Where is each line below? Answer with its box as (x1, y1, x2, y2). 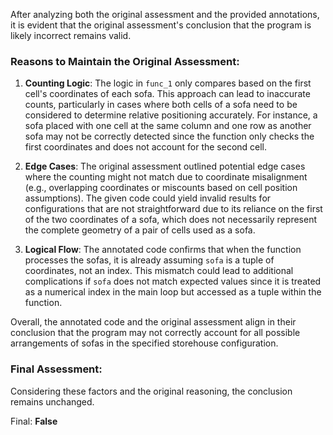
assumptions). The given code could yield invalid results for (24, 192, 272, 204)
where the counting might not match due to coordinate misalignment (24, 171, 308, 183)
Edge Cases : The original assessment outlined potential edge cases (24, 160, 306, 173)
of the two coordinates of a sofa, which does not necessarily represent (24, 214, 317, 226)
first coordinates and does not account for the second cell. (24, 141, 268, 153)
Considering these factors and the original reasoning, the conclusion (10, 385, 293, 397)
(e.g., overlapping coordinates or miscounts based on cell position (24, 182, 298, 194)
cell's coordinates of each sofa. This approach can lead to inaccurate (24, 88, 311, 100)
